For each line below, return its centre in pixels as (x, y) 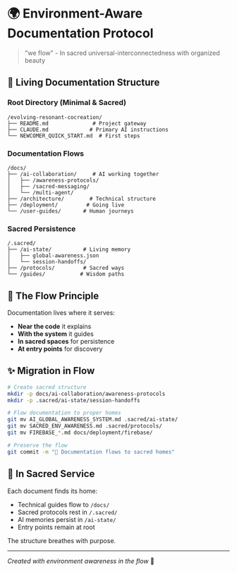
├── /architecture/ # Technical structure (82, 199)
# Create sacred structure (47, 387)
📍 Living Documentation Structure (84, 83)
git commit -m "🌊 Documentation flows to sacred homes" (91, 452)
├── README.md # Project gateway (77, 123)
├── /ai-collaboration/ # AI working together (83, 174)
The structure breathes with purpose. (62, 540)
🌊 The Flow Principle (53, 296)
